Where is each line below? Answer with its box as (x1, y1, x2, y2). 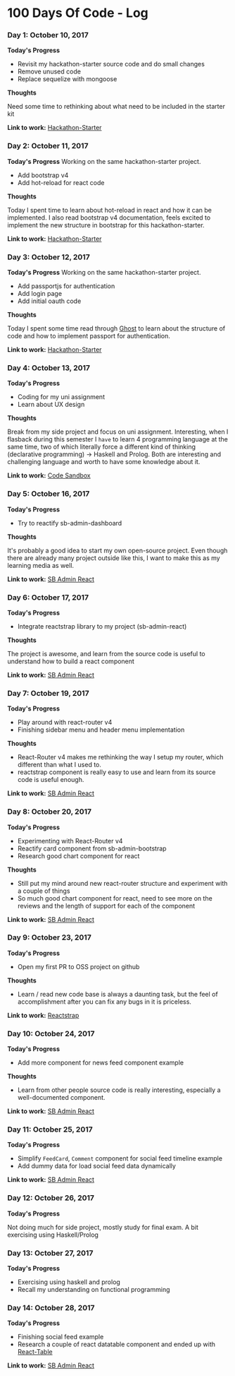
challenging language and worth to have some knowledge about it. (7, 458, 201, 466)
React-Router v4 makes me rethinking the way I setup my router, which (17, 753, 224, 761)
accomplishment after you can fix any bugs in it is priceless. (17, 997, 192, 1006)
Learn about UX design (17, 401, 85, 409)
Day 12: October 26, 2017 (7, 1193, 95, 1203)
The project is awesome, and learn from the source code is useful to (7, 649, 205, 658)
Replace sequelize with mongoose (17, 75, 118, 83)
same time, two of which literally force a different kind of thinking (7, 443, 196, 451)
